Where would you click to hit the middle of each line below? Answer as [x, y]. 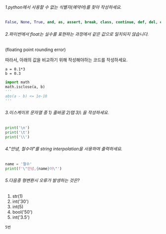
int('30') [21, 201]
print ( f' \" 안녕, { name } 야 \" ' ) [34, 169]
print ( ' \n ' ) [17, 128]
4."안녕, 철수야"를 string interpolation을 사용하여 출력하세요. [64, 149]
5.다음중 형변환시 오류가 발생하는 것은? [42, 180]
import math [17, 82]
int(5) [18, 206]
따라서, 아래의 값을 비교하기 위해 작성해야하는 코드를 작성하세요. [66, 60]
